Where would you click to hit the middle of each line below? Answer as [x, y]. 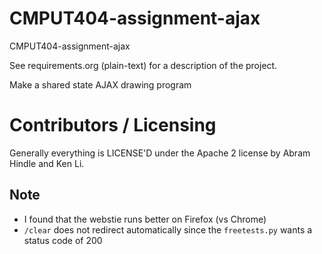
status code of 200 [63, 240]
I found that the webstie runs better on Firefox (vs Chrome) [145, 219]
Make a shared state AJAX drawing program [100, 84]
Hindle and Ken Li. [47, 163]
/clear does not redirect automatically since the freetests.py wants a [168, 229]
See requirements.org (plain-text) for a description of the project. [143, 65]
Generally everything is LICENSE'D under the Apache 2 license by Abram [160, 153]
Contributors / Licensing [113, 125]
